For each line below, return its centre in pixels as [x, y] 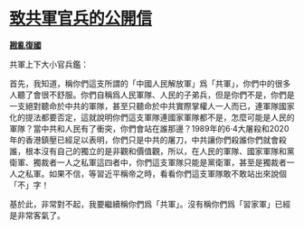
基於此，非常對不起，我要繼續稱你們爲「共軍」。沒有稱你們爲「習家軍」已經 [150, 204]
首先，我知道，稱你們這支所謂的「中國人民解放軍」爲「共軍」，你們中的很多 [150, 83]
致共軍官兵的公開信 [81, 18]
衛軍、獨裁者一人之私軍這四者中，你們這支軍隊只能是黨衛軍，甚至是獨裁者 [148, 162]
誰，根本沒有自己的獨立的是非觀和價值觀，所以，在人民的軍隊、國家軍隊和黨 [152, 151]
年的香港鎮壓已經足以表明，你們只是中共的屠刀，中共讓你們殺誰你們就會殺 [148, 140]
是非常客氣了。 [37, 215]
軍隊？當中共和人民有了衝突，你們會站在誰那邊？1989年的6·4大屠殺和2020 [149, 128]
